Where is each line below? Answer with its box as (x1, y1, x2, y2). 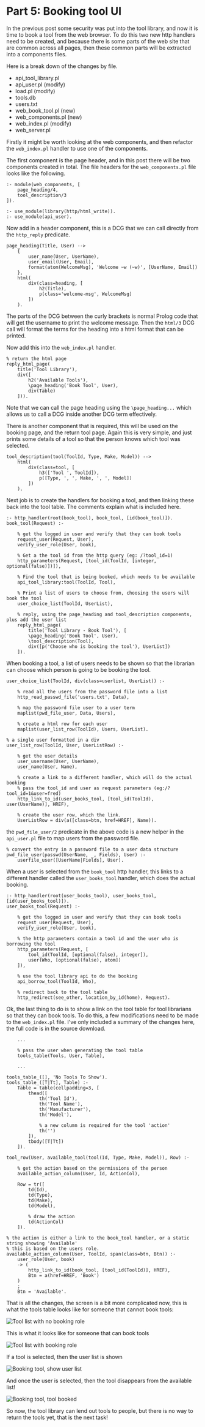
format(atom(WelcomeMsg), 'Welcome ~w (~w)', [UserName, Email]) (28, 264, 198, 270)
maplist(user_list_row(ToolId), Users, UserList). (17, 726, 149, 732)
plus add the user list (6, 617, 67, 623)
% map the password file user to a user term (17, 704, 135, 711)
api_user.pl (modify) (15, 81, 66, 88)
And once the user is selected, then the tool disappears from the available (6, 1377, 192, 1384)
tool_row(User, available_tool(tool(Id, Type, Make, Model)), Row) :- (6, 1154, 190, 1161)
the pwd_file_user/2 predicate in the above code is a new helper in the (6, 828, 184, 835)
